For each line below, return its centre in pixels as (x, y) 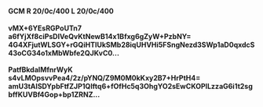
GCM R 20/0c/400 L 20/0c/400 (61, 11)
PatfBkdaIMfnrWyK (40, 70)
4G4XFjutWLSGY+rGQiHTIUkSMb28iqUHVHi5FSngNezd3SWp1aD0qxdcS (131, 45)
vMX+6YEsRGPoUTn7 (45, 28)
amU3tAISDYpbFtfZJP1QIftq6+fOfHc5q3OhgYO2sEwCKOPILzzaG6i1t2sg (131, 87)
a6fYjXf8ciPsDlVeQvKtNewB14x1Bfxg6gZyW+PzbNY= (100, 37)
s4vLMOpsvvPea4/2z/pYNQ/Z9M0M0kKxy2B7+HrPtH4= (104, 78)
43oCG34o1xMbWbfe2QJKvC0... (64, 53)
